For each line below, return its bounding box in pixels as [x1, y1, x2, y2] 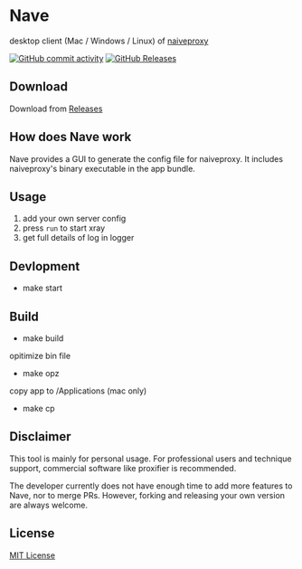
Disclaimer [9, 429, 71, 444]
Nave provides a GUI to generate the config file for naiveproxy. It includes [9, 153, 283, 164]
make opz [22, 368, 60, 378]
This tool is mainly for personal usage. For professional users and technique [9, 453, 292, 464]
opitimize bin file [9, 350, 71, 361]
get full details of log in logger [22, 232, 135, 243]
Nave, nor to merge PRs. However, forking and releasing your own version [9, 489, 286, 500]
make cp [22, 403, 55, 413]
